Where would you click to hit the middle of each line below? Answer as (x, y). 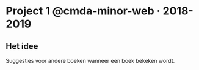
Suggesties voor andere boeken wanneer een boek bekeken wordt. (90, 61)
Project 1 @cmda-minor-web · (83, 11)
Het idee (22, 46)
